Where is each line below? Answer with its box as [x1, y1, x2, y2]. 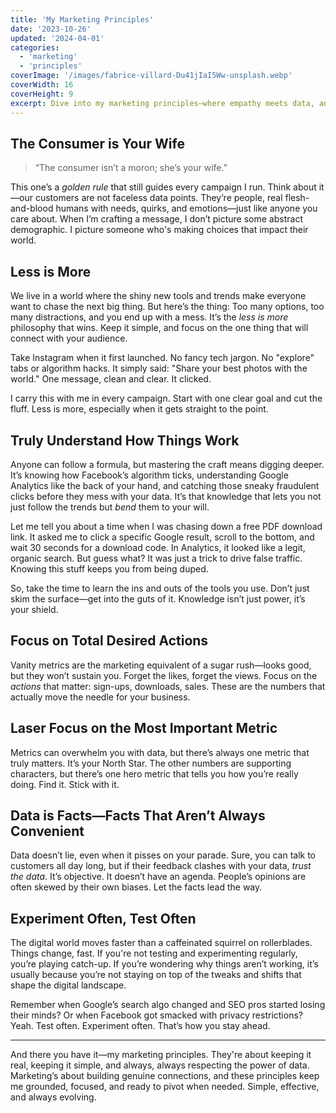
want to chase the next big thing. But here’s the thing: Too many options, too [10, 301, 325, 313]
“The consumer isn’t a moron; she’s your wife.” [34, 162, 228, 174]
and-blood [10, 202, 54, 215]
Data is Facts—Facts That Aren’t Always [10, 807, 266, 824]
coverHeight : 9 [10, 89, 74, 99]
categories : [10, 42, 60, 53]
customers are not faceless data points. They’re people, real [34, 192, 283, 204]
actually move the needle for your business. [10, 691, 191, 703]
